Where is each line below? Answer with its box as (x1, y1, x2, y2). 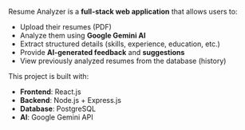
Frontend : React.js (19, 87, 81, 97)
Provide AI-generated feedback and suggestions (19, 48, 185, 57)
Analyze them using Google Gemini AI (19, 31, 146, 40)
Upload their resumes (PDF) (19, 22, 112, 31)
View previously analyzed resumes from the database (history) (19, 56, 227, 65)
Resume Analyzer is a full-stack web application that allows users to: (8, 7, 238, 16)
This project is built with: (8, 72, 89, 81)
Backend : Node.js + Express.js (19, 96, 122, 104)
